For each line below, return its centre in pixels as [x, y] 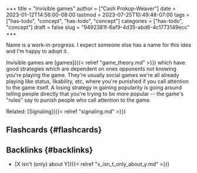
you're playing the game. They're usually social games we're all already [93, 75]
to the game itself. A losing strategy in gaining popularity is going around [94, 87]
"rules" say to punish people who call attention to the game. [79, 100]
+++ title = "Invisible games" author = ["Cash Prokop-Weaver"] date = [91, 9]
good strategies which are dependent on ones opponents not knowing [91, 69]
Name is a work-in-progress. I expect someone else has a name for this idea [98, 45]
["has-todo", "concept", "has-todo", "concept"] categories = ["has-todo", [95, 21]
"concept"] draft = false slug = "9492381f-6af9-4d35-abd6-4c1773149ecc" [98, 27]
